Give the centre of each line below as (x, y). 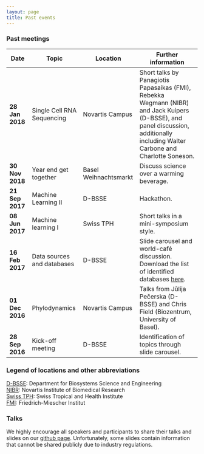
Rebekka (152, 95)
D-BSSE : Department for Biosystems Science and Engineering (84, 383)
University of (158, 319)
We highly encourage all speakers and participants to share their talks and (99, 432)
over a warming (161, 173)
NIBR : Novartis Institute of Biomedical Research (66, 390)
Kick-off (44, 340)
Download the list (164, 264)
